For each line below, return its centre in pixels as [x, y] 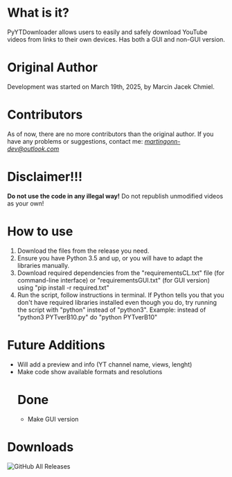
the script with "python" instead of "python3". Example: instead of [111, 310]
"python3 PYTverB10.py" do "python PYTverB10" [87, 317]
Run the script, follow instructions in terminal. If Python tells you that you [121, 295]
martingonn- [162, 141]
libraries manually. [43, 265]
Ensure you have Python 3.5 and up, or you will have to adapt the [110, 258]
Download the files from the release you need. [83, 251]
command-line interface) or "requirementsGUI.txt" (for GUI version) [113, 280]
